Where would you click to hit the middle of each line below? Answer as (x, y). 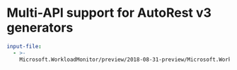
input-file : (24, 46)
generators (40, 28)
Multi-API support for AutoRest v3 (109, 13)
